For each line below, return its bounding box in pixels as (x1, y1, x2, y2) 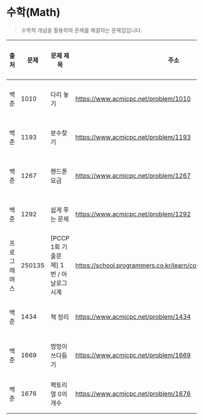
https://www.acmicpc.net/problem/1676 (75, 389, 192, 398)
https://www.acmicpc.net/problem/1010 (75, 94, 192, 103)
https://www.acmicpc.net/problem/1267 (75, 171, 192, 180)
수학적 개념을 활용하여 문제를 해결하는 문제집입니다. (21, 27, 143, 34)
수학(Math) (6, 5, 60, 19)
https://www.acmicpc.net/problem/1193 (75, 133, 192, 141)
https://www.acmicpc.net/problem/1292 (75, 209, 192, 218)
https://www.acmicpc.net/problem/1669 (75, 351, 192, 359)
